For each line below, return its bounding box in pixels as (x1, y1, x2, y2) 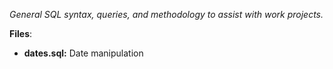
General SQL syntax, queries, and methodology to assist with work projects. (9, 9, 324, 20)
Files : (9, 28, 33, 39)
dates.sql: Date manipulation (23, 47, 144, 59)
